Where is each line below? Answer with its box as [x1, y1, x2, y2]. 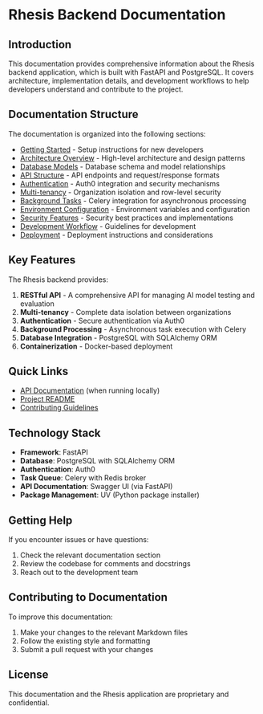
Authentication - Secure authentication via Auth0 [19, 316, 185, 325]
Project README [19, 394, 75, 404]
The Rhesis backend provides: [8, 275, 109, 284]
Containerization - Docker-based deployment [19, 341, 173, 351]
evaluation [19, 299, 55, 308]
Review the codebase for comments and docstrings [19, 559, 191, 569]
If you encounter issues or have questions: [8, 535, 149, 545]
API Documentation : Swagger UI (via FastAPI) [19, 482, 173, 492]
